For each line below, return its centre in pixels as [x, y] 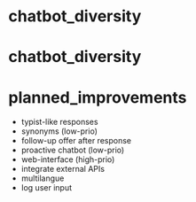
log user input [47, 188]
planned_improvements [98, 97]
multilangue [43, 178]
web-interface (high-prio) [68, 159]
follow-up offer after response [76, 141]
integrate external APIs [63, 169]
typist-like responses [59, 122]
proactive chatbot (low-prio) [73, 150]
